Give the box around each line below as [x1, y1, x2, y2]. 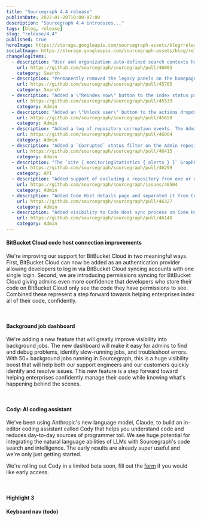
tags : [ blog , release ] [6, 25, 63, 32]
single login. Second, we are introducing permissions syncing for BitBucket [6, 272, 191, 279]
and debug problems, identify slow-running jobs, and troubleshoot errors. [6, 348, 188, 356]
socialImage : [6, 48, 39, 54]
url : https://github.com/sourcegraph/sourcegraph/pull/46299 [17, 165, 172, 171]
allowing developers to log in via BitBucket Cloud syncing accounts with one [6, 265, 194, 273]
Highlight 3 [6, 494, 35, 501]
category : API [17, 170, 52, 177]
